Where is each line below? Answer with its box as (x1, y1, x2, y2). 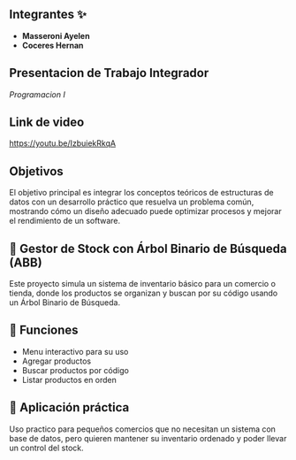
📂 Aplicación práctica (9, 400, 130, 415)
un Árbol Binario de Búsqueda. (9, 297, 121, 308)
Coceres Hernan (21, 40, 84, 50)
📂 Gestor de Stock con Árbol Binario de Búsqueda (9, 241, 287, 256)
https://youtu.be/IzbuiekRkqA (9, 138, 117, 149)
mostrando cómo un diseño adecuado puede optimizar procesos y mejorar (9, 206, 282, 217)
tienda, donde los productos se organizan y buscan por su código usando (9, 287, 278, 299)
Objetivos (9, 164, 64, 179)
